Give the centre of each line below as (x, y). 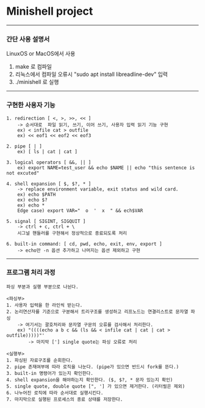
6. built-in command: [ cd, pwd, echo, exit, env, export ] (85, 244)
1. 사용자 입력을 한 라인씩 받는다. (45, 305)
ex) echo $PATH (37, 194)
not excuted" (23, 173)
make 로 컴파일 (33, 67)
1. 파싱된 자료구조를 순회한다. (40, 360)
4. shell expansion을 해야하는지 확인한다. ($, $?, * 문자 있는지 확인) (90, 380)
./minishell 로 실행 (37, 82)
